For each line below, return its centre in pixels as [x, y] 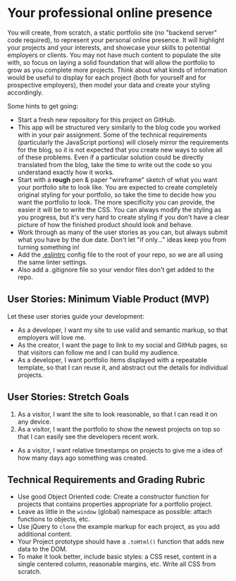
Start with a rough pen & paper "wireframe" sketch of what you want [117, 179]
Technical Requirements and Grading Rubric [106, 480]
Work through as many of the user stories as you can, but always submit [123, 232]
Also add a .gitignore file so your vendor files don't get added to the [116, 269]
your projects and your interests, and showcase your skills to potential [109, 47]
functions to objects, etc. [54, 519]
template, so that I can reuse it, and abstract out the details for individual [123, 367]
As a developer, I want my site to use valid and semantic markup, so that [122, 330]
